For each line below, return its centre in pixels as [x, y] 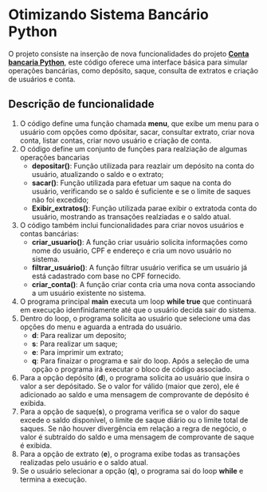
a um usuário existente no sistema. [89, 293]
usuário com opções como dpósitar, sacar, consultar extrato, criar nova [137, 132]
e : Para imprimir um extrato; [77, 352]
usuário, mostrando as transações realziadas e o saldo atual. [132, 216]
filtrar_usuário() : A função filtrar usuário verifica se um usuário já [139, 267]
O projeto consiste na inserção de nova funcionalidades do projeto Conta [129, 53]
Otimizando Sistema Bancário [108, 15]
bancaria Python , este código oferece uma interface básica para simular [128, 62]
